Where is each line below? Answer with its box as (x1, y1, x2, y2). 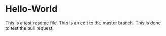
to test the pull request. (5, 25, 54, 31)
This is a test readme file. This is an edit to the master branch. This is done (5, 20, 161, 26)
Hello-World (5, 3, 58, 15)
